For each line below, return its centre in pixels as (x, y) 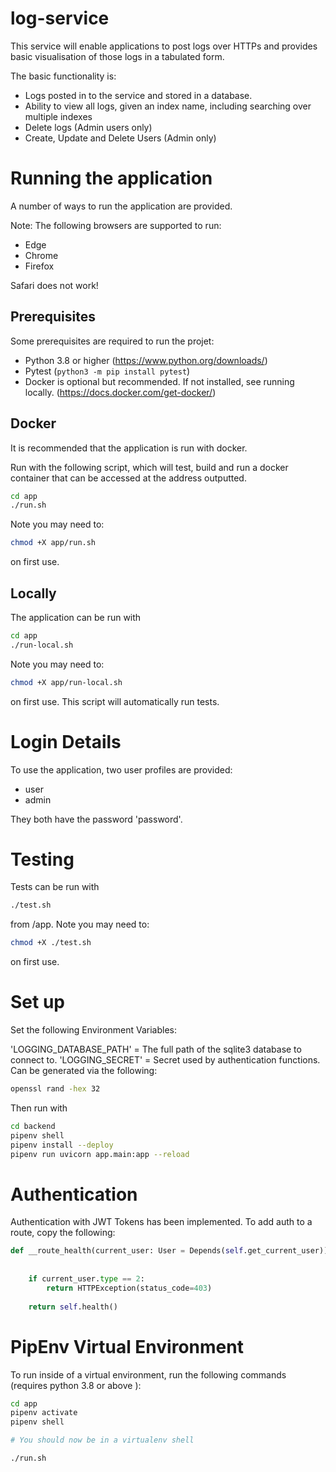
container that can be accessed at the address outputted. (128, 478)
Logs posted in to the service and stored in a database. (138, 95)
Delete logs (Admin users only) (88, 127)
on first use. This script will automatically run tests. (115, 701)
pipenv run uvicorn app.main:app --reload (100, 1154)
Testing (42, 859)
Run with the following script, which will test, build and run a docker (149, 467)
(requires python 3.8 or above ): (76, 1385)
